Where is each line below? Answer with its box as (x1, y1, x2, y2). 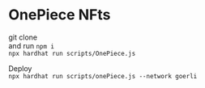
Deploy (8, 63, 32, 73)
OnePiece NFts (8, 6, 111, 24)
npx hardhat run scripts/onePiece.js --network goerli (8, 72, 198, 80)
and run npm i (8, 40, 55, 50)
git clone (8, 32, 38, 42)
